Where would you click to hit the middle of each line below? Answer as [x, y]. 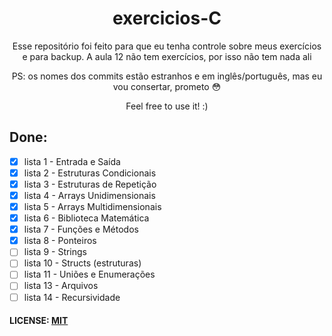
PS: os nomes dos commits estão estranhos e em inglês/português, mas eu [167, 76]
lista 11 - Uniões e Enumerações [89, 274]
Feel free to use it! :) [167, 106]
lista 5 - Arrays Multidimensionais [92, 206]
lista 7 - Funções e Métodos [81, 229]
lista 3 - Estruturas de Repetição [90, 184]
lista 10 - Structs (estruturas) [82, 263]
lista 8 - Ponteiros [60, 241]
